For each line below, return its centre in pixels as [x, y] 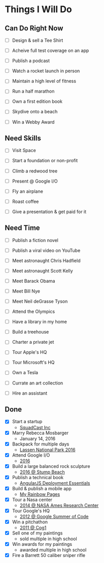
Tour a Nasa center [32, 499]
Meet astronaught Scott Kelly [42, 271]
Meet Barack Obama [33, 281]
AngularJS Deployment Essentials [55, 483]
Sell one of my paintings [37, 533]
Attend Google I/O [31, 455]
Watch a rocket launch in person [46, 71]
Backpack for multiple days [41, 444]
